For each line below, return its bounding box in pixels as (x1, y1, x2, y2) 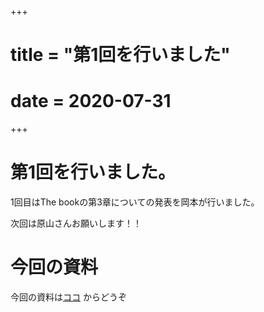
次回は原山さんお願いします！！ (10, 217, 142, 230)
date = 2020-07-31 (10, 90, 172, 113)
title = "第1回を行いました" (10, 44, 231, 66)
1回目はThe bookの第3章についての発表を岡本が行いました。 (10, 196, 260, 208)
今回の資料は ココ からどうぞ (10, 291, 127, 303)
